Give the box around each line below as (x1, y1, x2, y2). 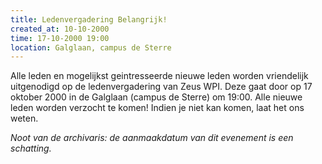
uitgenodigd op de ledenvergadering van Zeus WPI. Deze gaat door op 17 (10, 81, 313, 93)
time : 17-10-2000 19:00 (10, 33, 110, 43)
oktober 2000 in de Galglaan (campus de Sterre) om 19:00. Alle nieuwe (10, 91, 303, 103)
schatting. (10, 142, 52, 155)
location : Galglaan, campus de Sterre (10, 42, 172, 53)
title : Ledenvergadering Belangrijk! (10, 14, 168, 25)
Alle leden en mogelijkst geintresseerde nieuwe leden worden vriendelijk (10, 70, 309, 82)
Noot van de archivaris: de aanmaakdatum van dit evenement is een (10, 132, 294, 144)
